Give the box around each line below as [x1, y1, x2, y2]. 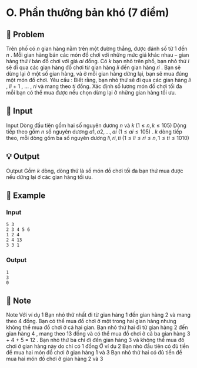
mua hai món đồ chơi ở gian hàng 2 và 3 [6, 355, 103, 363]
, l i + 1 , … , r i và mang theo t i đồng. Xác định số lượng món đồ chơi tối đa [6, 83, 182, 90]
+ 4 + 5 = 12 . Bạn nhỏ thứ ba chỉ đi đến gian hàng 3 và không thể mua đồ [6, 337, 185, 344]
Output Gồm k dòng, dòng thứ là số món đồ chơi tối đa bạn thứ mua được [6, 167, 183, 174]
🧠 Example [6, 191, 46, 201]
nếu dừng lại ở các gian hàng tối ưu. [6, 173, 93, 180]
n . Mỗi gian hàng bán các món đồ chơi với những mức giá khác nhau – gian [6, 51, 189, 58]
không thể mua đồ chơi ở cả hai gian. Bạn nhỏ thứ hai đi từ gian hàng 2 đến [6, 324, 188, 331]
